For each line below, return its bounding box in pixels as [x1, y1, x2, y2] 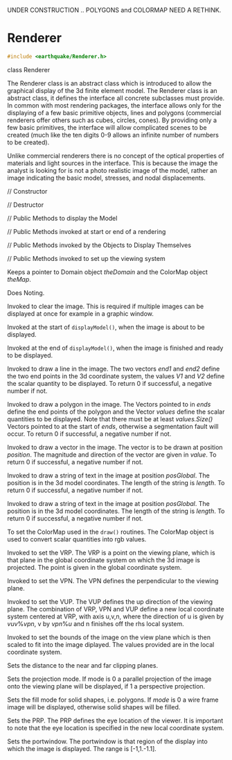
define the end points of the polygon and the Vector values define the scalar [7, 407, 225, 416]
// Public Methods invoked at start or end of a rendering [7, 227, 166, 235]
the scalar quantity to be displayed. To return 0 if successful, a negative [7, 379, 213, 387]
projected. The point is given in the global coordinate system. [7, 563, 182, 571]
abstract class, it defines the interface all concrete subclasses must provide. [7, 94, 225, 102]
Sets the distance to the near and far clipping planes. [7, 661, 158, 669]
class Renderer [7, 65, 51, 74]
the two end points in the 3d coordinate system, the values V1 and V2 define [7, 371, 225, 380]
